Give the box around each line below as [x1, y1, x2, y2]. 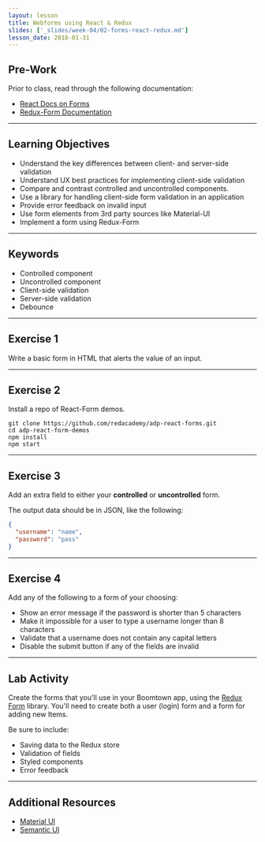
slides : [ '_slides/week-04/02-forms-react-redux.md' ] [8, 26, 189, 34]
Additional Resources [8, 795, 116, 809]
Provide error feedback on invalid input [19, 200, 147, 210]
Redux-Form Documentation [19, 107, 112, 117]
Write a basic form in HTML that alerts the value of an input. [8, 353, 203, 363]
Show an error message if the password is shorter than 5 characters [19, 608, 242, 618]
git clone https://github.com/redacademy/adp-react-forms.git [8, 420, 217, 428]
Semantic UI [19, 825, 60, 835]
